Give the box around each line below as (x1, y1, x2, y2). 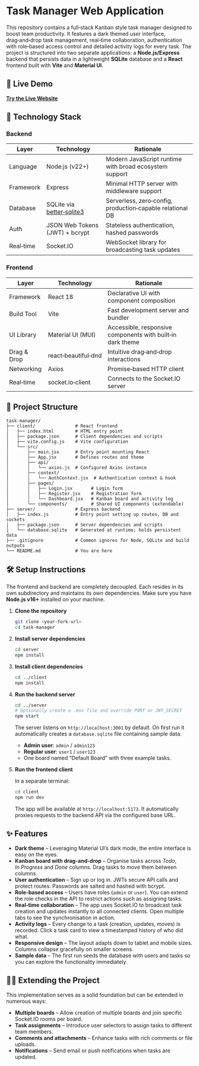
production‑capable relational (105, 204, 188, 212)
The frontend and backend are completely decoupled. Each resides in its (6, 584, 184, 591)
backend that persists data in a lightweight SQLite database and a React (6, 55, 183, 62)
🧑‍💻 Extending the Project (6, 976, 100, 986)
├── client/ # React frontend (6, 423, 118, 429)
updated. (14, 1053, 37, 1060)
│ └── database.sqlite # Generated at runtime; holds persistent (6, 527, 182, 533)
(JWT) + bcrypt (46, 229, 90, 237)
